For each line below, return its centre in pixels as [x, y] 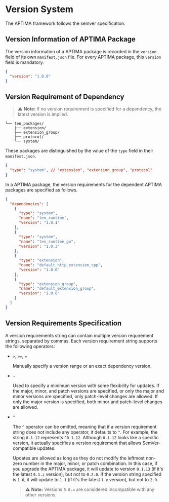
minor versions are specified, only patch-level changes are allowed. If [85, 396]
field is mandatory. [25, 62]
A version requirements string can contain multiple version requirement [79, 335]
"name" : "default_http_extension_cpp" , [60, 265]
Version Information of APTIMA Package [70, 39]
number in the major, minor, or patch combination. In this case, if [90, 463]
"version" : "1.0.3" [39, 246]
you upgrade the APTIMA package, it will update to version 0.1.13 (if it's [88, 469]
